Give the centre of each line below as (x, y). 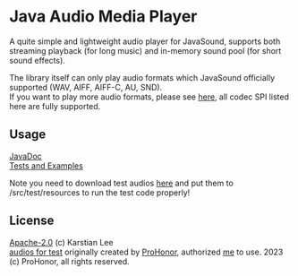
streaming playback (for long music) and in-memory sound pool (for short (145, 50)
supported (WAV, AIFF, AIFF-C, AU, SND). (86, 87)
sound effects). (37, 60)
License (32, 221)
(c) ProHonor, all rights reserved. (69, 261)
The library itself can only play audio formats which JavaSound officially (142, 77)
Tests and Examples (46, 165)
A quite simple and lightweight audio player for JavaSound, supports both (145, 41)
